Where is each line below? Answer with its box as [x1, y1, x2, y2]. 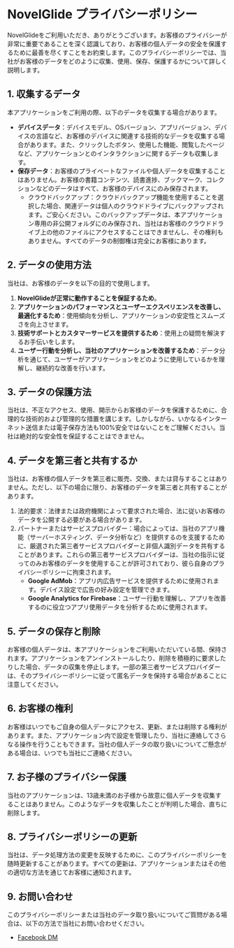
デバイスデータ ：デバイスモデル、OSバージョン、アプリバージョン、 [17, 123, 215, 131]
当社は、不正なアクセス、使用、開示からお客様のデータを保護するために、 [7, 406, 221, 415]
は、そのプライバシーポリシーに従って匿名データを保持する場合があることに [7, 672, 228, 680]
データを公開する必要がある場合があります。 [17, 515, 146, 524]
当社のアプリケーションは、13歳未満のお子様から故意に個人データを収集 [7, 791, 216, 799]
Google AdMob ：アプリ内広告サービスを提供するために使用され [27, 577, 213, 585]
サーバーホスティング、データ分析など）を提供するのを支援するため [29, 533, 225, 542]
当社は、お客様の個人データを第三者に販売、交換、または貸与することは [7, 475, 215, 483]
